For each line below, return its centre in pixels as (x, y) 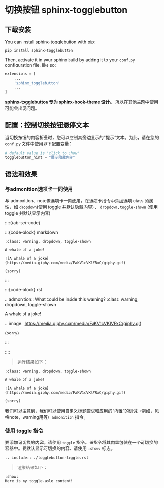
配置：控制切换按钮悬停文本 (47, 125)
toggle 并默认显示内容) (28, 213)
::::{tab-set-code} (23, 222)
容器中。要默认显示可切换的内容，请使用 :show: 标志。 (60, 448)
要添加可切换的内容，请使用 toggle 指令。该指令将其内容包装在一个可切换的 (82, 442)
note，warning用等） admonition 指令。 (48, 417)
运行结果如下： (32, 362)
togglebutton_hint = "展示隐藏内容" (40, 158)
